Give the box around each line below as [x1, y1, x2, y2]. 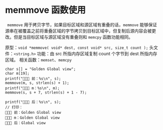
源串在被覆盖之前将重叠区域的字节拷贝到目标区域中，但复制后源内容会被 [5, 28, 152, 33]
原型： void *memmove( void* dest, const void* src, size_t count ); [5, 44, 149, 50]
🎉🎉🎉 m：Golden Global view [5, 115, 60, 120]
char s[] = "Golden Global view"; [5, 66, 76, 71]
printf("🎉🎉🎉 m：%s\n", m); [5, 86, 60, 91]
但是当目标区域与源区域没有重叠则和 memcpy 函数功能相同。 [13, 34, 133, 40]
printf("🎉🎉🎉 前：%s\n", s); [5, 76, 62, 81]
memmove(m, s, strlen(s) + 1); [5, 80, 69, 85]
